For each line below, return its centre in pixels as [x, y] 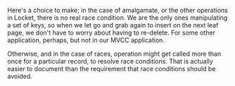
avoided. [20, 76]
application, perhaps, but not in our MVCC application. [86, 40]
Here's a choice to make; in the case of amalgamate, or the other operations [118, 10]
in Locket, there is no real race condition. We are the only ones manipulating [118, 18]
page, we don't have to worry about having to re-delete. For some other [112, 32]
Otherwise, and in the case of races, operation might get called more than [114, 54]
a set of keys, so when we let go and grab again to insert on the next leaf [113, 25]
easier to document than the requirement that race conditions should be [112, 69]
